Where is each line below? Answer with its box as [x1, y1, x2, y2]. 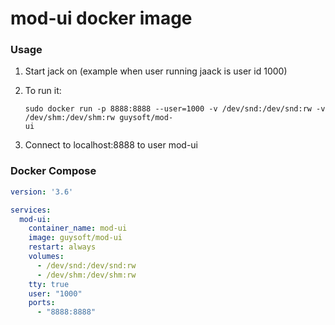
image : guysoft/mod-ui [28, 233, 123, 243]
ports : [28, 298, 56, 308]
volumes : [28, 252, 65, 262]
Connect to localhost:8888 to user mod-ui [24, 139, 198, 151]
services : [10, 205, 52, 215]
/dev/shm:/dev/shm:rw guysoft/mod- [24, 113, 174, 123]
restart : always [28, 242, 97, 252]
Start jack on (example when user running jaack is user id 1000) [24, 65, 288, 77]
